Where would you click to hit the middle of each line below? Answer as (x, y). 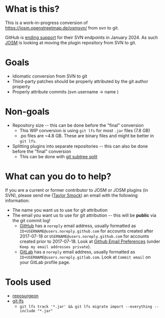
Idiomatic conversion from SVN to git (50, 76)
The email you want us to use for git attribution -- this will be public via (84, 215)
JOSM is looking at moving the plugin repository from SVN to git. (71, 42)
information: (17, 201)
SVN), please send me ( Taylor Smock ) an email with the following (71, 195)
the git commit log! (31, 220)
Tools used (28, 282)
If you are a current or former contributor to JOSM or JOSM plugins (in (77, 190)
